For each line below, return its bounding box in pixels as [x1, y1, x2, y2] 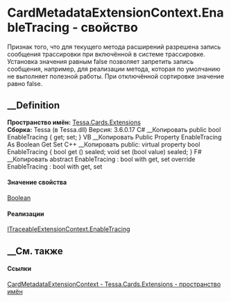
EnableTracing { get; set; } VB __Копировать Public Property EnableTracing [7, 133, 222, 141]
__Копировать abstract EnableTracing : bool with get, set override [7, 155, 196, 163]
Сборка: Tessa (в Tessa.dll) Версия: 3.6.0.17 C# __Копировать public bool [7, 125, 221, 133]
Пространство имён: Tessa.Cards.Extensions [7, 118, 141, 126]
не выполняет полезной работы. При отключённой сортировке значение [7, 72, 224, 81]
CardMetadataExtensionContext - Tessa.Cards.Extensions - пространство [7, 280, 221, 288]
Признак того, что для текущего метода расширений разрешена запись [7, 42, 221, 51]
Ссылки [7, 265, 32, 273]
